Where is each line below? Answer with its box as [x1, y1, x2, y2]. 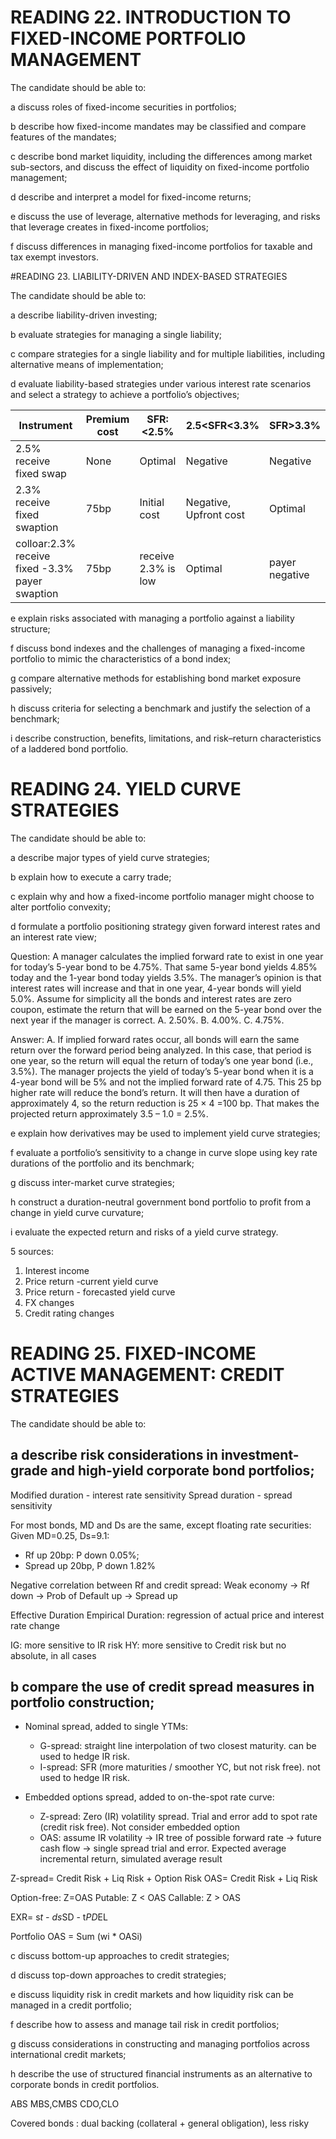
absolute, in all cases [10, 1649, 97, 1661]
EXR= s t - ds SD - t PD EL [10, 1911, 108, 1923]
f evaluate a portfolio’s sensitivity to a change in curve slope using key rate [10, 1146, 318, 1158]
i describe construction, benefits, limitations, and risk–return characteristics [10, 732, 322, 744]
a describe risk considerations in [10, 1447, 219, 1464]
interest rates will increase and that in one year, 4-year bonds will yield [10, 982, 302, 994]
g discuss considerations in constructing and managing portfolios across [10, 2038, 310, 2050]
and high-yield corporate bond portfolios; [50, 1462, 315, 1480]
